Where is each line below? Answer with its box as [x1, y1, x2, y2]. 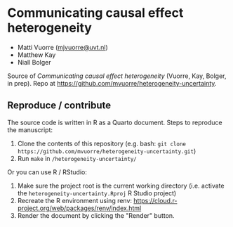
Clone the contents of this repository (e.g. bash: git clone [17, 139, 186, 148]
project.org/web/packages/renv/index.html [17, 204, 142, 212]
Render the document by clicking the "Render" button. [17, 211, 175, 219]
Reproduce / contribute [7, 100, 112, 112]
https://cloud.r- [133, 196, 178, 205]
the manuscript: [7, 125, 53, 134]
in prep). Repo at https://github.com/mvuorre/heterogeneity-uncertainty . [7, 79, 217, 87]
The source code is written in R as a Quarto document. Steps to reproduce [7, 118, 222, 127]
